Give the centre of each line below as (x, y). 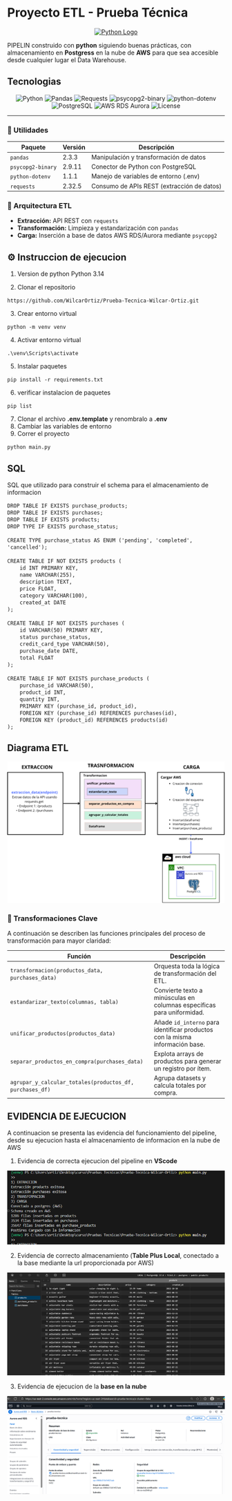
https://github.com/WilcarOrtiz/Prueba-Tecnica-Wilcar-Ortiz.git (103, 301)
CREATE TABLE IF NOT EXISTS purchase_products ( (78, 679)
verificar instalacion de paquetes (64, 393)
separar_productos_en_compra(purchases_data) (77, 1061)
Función (79, 956)
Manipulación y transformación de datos (148, 157)
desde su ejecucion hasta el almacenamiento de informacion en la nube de (114, 1140)
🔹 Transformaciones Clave (52, 918)
